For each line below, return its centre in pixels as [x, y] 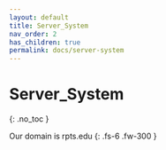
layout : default [39, 17]
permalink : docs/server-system [67, 51]
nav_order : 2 [33, 34]
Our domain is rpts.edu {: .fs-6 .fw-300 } [83, 136]
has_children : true [45, 42]
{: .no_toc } [29, 119]
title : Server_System [49, 26]
